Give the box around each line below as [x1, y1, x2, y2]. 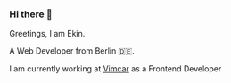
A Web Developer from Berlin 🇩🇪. [9, 46, 136, 56]
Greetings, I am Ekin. [9, 29, 86, 39]
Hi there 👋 [9, 8, 54, 21]
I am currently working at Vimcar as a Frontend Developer [9, 63, 222, 74]
